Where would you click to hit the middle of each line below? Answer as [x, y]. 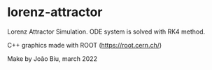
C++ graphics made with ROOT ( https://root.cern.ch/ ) [85, 45]
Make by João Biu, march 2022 [52, 58]
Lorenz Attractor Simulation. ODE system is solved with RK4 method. [106, 31]
